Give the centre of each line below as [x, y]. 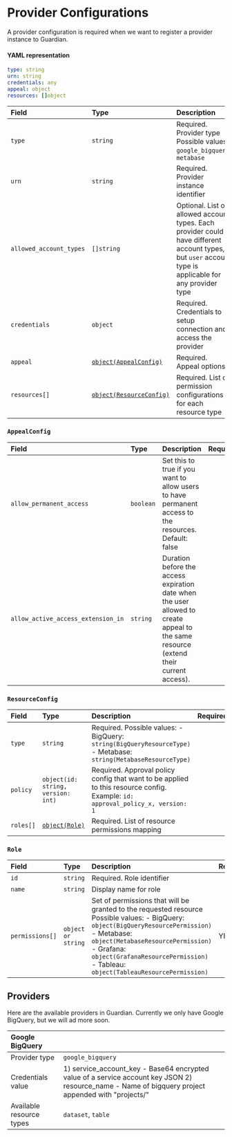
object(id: [60, 780]
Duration [176, 558]
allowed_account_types [48, 248]
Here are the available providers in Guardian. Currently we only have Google [115, 1013]
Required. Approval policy [133, 770]
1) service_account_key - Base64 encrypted [136, 1069]
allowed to [179, 610]
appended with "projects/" [106, 1095]
